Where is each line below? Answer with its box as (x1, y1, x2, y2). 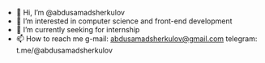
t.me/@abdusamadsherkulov (15, 45, 113, 55)
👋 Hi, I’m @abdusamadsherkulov (15, 8, 126, 17)
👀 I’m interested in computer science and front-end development (15, 16, 233, 26)
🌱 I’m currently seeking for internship (15, 25, 140, 34)
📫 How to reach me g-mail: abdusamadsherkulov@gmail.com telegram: (15, 34, 258, 44)
